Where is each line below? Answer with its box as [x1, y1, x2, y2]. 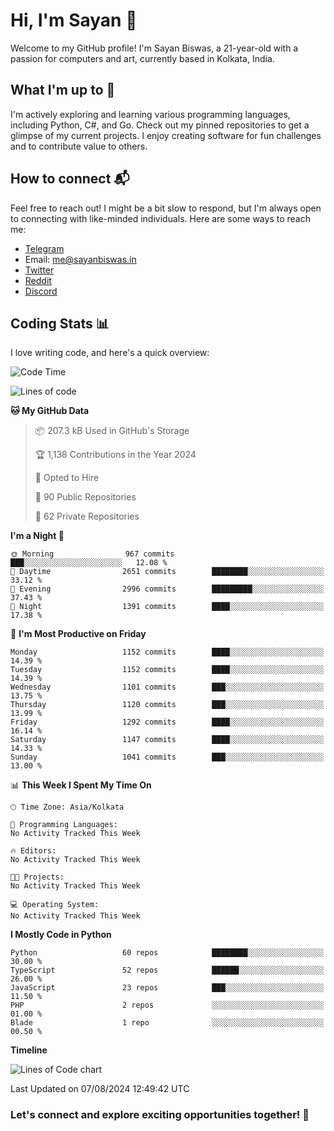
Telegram [24, 242, 65, 254]
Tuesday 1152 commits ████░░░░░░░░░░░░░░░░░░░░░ [10, 665, 325, 675]
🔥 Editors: [10, 846, 57, 856]
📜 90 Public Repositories [34, 491, 137, 503]
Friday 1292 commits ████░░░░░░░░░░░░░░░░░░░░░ [10, 717, 325, 728]
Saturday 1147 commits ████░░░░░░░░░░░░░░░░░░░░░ [10, 735, 325, 745]
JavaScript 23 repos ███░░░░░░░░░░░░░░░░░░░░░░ [10, 983, 325, 993]
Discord [24, 285, 58, 297]
